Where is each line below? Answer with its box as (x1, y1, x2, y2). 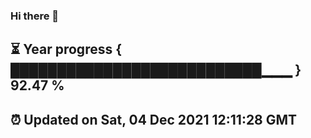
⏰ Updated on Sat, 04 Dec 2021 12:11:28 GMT (10, 111, 298, 128)
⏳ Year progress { (10, 41, 123, 58)
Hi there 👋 (10, 9, 60, 23)
